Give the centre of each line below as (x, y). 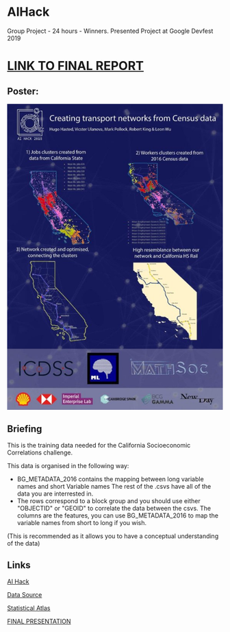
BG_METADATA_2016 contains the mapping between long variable (110, 479)
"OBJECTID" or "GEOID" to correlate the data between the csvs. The (114, 509)
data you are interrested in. (55, 494)
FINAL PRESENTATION (39, 622)
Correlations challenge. (40, 452)
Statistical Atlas (29, 608)
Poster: (23, 91)
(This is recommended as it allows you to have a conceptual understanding (113, 536)
